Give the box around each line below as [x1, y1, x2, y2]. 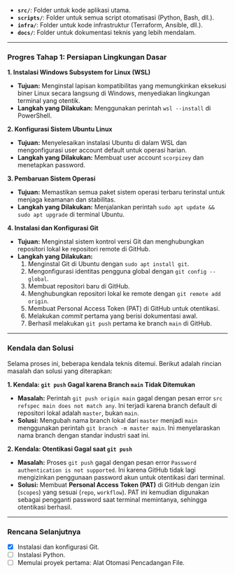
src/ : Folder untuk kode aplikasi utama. [17, 6, 131, 14]
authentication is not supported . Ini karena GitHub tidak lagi [17, 465, 196, 474]
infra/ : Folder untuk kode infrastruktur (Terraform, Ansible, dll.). [17, 21, 203, 29]
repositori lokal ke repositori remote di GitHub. [17, 245, 150, 253]
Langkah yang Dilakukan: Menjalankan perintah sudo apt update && [17, 203, 215, 211]
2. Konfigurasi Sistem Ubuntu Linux [7, 125, 113, 134]
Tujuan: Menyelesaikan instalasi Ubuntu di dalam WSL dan [17, 139, 187, 147]
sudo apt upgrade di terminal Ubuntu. [17, 210, 124, 219]
